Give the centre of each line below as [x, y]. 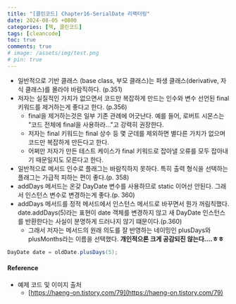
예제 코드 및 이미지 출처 [50, 284]
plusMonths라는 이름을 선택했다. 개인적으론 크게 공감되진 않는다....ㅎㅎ [126, 239]
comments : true [30, 46]
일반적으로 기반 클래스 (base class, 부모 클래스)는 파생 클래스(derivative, [118, 80]
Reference [23, 268]
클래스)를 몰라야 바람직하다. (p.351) [74, 89]
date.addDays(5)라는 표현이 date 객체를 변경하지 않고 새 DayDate [109, 213]
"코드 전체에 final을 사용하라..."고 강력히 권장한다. [96, 125]
